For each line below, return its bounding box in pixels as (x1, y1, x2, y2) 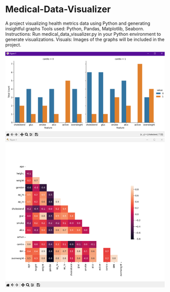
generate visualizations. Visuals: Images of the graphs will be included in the (5, 36, 165, 42)
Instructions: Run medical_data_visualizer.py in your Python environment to (5, 31, 161, 37)
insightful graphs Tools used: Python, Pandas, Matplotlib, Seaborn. (5, 25, 144, 31)
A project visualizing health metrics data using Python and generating (5, 20, 151, 26)
